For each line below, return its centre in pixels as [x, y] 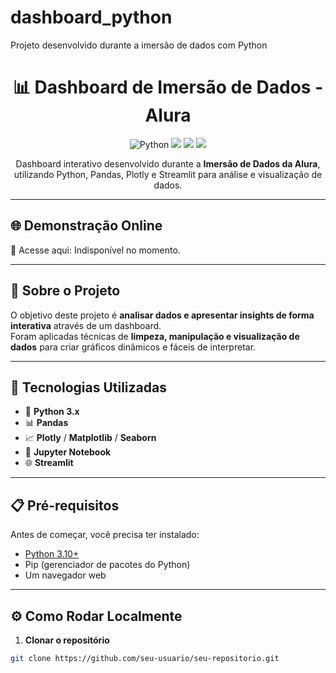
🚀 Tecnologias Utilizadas [88, 387]
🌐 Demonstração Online [86, 226]
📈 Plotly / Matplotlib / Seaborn [90, 438]
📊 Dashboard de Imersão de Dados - [168, 87]
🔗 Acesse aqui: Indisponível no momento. [95, 250]
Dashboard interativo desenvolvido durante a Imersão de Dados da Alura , [168, 163]
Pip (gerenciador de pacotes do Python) [107, 565]
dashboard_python [91, 17]
